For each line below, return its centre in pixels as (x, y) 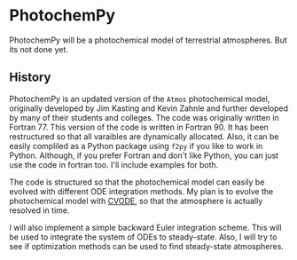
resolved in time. (39, 210)
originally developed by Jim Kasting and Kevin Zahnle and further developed (149, 108)
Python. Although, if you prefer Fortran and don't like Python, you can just (144, 155)
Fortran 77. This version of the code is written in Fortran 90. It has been (139, 127)
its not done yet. (39, 49)
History (30, 78)
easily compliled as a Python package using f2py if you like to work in (136, 146)
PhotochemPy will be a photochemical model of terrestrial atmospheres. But (148, 40)
